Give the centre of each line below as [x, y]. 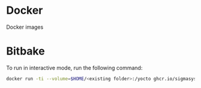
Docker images [25, 27]
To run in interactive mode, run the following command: [74, 68]
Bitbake [25, 51]
